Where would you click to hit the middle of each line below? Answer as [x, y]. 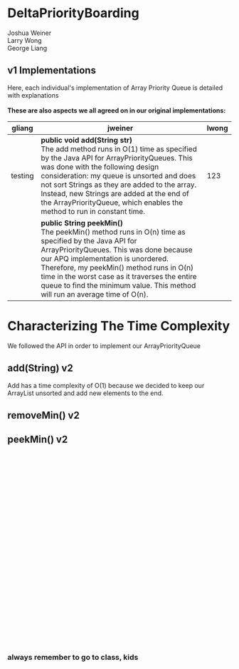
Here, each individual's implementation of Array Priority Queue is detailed [115, 88]
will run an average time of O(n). [95, 294]
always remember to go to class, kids [73, 657]
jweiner [121, 128]
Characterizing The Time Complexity [119, 326]
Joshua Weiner [30, 33]
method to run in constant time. [93, 211]
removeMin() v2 [43, 415]
